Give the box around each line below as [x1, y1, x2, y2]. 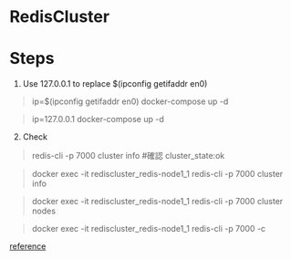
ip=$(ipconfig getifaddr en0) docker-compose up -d [31, 96, 229, 107]
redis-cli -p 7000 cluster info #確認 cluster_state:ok [31, 151, 225, 161]
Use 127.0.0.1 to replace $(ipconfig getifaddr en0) [22, 78, 208, 89]
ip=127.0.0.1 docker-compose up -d [31, 114, 164, 125]
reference [9, 241, 47, 252]
